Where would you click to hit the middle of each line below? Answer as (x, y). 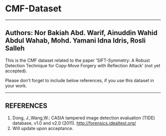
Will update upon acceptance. (43, 128)
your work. (16, 86)
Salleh (15, 48)
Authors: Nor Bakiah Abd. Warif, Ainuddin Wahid (82, 33)
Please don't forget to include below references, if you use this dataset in (80, 80)
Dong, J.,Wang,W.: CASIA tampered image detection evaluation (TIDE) (84, 118)
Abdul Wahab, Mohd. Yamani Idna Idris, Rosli (75, 41)
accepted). (16, 71)
